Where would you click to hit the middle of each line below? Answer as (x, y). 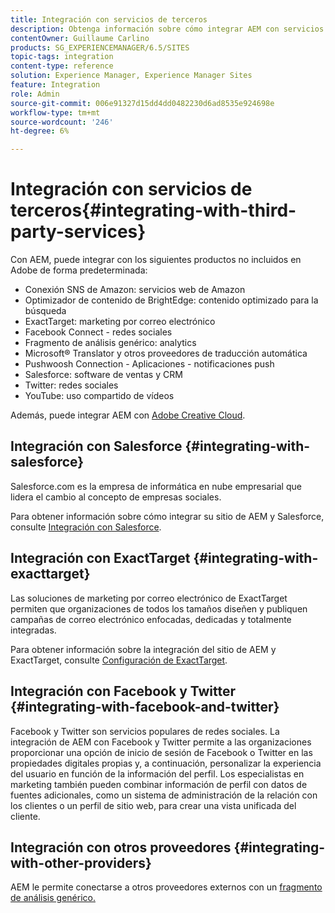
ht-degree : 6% (40, 131)
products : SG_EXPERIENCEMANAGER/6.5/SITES (100, 47)
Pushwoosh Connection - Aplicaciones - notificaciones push (149, 364)
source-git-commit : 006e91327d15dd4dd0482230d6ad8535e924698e (142, 103)
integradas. (33, 630)
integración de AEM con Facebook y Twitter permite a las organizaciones (161, 742)
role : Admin (35, 94)
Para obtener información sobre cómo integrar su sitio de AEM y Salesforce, (167, 516)
